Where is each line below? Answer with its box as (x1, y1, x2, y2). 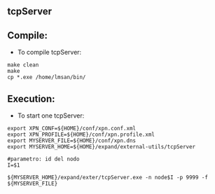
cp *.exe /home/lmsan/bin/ (7, 74, 86, 81)
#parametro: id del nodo (7, 155, 80, 163)
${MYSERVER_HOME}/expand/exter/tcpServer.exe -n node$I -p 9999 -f (7, 174, 209, 181)
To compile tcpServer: (17, 48, 82, 57)
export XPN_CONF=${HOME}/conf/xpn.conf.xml (7, 125, 137, 132)
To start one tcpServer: (17, 111, 85, 120)
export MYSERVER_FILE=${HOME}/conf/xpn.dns (7, 137, 137, 144)
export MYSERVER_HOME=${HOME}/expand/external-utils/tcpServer (7, 144, 196, 151)
